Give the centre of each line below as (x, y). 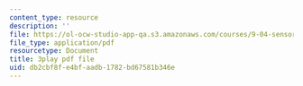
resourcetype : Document (54, 51)
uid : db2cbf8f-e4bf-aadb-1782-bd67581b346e (92, 68)
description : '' (40, 26)
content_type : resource (54, 17)
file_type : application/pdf (62, 43)
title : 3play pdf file (52, 59)
